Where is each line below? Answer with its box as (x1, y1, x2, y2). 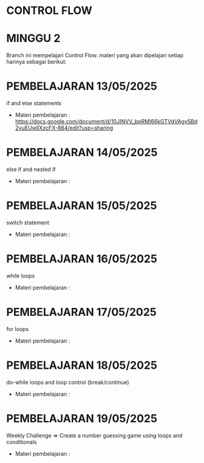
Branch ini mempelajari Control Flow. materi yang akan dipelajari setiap (6, 52, 184, 59)
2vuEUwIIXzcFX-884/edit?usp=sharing (15, 124, 114, 131)
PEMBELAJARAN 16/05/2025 (6, 252, 158, 266)
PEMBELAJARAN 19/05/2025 (6, 411, 158, 425)
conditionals (6, 438, 37, 445)
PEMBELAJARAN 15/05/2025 (6, 199, 157, 213)
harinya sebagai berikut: (6, 58, 67, 66)
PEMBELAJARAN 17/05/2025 (6, 305, 157, 319)
